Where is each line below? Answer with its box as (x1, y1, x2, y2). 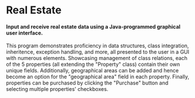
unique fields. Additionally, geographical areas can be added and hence (6, 67, 179, 74)
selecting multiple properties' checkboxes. (6, 86, 109, 93)
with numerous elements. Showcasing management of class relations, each (6, 55, 188, 62)
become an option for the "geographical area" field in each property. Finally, (6, 73, 190, 80)
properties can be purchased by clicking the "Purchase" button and (6, 79, 169, 86)
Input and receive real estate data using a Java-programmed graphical (6, 23, 181, 30)
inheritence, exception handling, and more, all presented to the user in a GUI (6, 48, 190, 55)
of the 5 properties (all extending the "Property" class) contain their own (6, 61, 180, 68)
